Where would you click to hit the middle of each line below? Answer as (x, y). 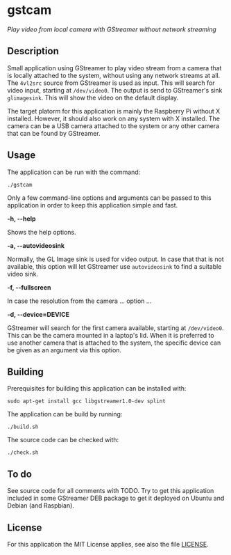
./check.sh (23, 453)
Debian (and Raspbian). (41, 506)
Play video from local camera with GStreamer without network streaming (112, 29)
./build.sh (23, 427)
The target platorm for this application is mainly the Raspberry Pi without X (114, 111)
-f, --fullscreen (29, 287)
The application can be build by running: (65, 414)
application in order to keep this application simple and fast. (93, 205)
